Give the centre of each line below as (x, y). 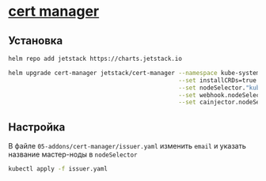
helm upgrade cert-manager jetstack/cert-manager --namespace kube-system (134, 73)
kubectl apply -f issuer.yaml (58, 169)
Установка (36, 41)
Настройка (37, 127)
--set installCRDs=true (217, 80)
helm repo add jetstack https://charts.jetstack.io (95, 58)
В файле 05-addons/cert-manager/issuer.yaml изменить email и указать (127, 146)
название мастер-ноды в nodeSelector (73, 155)
